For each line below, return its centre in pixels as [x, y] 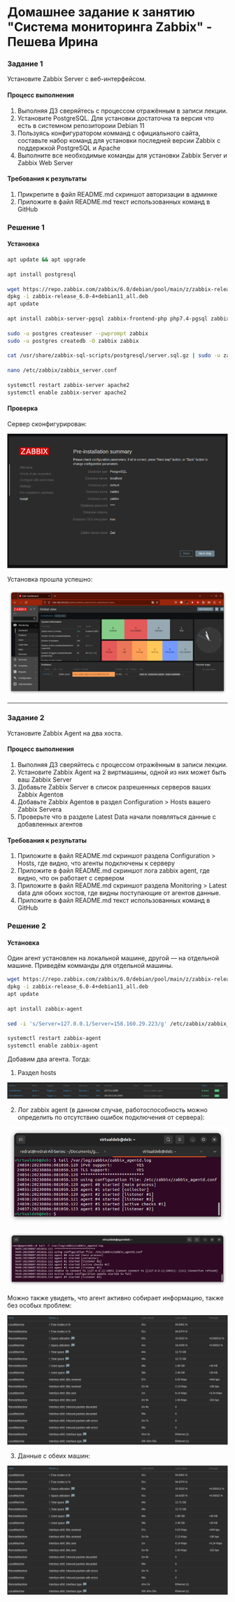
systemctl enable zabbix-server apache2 [67, 393]
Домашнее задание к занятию [101, 12]
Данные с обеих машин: [54, 1456]
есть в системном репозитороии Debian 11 [81, 125]
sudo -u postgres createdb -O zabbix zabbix [73, 341]
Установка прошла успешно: [50, 579]
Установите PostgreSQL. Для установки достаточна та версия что [116, 118]
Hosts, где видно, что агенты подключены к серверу [96, 863]
